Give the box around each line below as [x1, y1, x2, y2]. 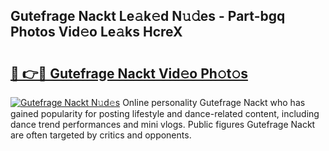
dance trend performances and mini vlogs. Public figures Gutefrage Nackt [10, 119, 316, 130]
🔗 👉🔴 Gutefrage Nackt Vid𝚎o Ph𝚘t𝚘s [10, 65, 248, 82]
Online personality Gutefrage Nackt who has [122, 97, 306, 108]
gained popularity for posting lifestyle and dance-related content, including [10, 108, 320, 119]
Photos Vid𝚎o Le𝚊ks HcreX [10, 24, 183, 41]
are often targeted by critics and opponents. [10, 129, 192, 141]
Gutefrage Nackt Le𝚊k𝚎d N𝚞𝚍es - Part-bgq [10, 8, 286, 25]
